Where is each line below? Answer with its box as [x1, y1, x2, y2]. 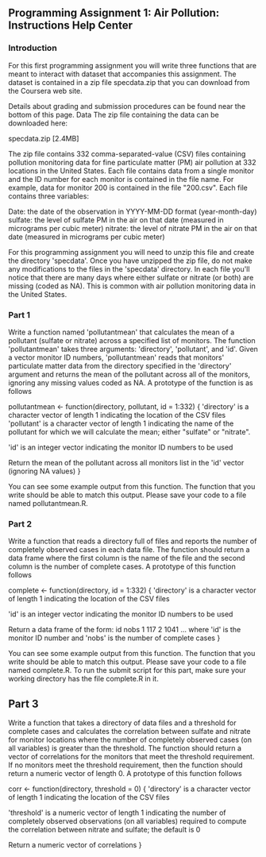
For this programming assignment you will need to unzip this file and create [8, 247, 255, 257]
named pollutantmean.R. [8, 498, 89, 508]
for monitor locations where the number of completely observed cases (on [8, 735, 253, 745]
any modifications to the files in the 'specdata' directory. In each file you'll [8, 264, 250, 273]
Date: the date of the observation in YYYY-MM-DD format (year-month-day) [8, 207, 257, 216]
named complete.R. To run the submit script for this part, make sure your [8, 666, 246, 675]
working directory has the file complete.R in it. [8, 674, 159, 684]
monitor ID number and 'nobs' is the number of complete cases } [8, 633, 221, 643]
